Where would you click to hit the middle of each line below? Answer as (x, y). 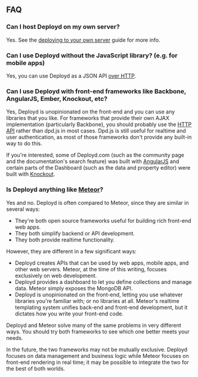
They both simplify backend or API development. (75, 233)
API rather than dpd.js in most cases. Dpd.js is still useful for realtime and (96, 131)
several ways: (23, 209)
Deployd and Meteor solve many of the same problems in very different (94, 325)
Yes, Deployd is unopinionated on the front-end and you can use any (91, 112)
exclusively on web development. (56, 275)
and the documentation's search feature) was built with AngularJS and (93, 161)
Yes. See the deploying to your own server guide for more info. (83, 40)
